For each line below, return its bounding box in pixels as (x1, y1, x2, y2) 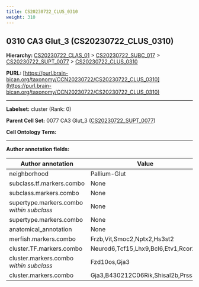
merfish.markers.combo (9, 235, 76, 243)
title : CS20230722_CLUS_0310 (6, 8, 78, 15)
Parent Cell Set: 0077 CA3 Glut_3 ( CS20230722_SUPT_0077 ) (6, 117, 156, 125)
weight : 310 (6, 14, 36, 20)
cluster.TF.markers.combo (9, 244, 83, 253)
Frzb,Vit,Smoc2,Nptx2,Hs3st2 (90, 235, 175, 243)
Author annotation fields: (6, 146, 70, 153)
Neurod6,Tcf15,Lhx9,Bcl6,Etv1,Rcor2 (90, 244, 196, 253)
